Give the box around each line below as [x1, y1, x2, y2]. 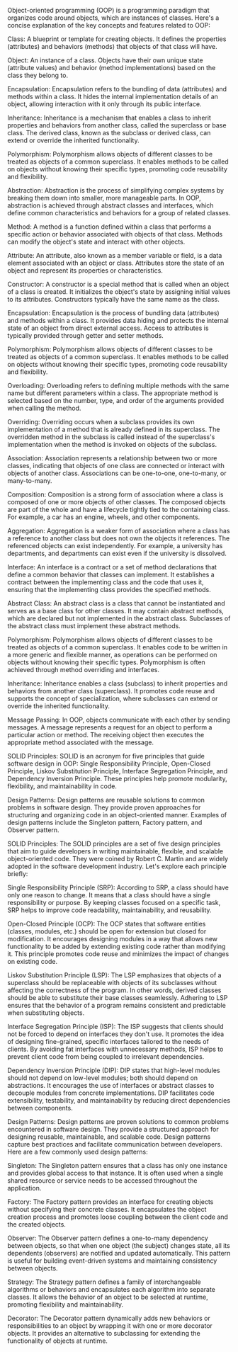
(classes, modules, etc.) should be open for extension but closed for [7, 927, 207, 936]
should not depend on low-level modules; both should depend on [7, 1074, 198, 1082]
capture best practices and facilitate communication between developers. [7, 1140, 223, 1148]
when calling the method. [7, 404, 81, 412]
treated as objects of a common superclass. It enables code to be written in [7, 643, 228, 651]
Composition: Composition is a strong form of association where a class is [7, 490, 224, 499]
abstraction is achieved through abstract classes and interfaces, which [7, 201, 214, 210]
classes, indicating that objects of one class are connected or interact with [7, 462, 225, 470]
